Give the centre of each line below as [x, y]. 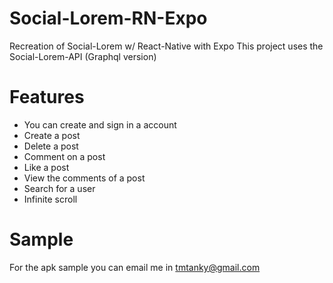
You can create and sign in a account [100, 124]
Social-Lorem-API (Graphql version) [83, 56]
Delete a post [51, 146]
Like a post [46, 167]
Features [47, 97]
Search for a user [59, 188]
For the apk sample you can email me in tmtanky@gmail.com [135, 267]
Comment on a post [64, 156]
